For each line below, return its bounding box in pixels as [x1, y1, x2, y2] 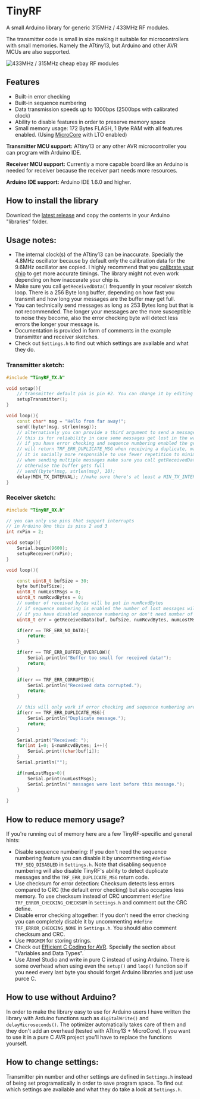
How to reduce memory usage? [6, 814, 125, 824]
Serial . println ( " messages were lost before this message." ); [27, 781, 185, 787]
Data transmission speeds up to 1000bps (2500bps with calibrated [14, 106, 179, 113]
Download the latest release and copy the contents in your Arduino [6, 211, 170, 218]
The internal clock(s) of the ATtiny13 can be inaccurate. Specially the [14, 251, 183, 258]
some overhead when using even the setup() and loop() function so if [14, 962, 188, 969]
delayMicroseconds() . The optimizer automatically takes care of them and [6, 1021, 186, 1028]
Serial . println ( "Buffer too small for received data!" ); [27, 655, 171, 661]
